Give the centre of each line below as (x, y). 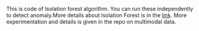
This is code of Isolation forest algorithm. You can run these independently (100, 9)
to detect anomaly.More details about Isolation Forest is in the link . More (97, 15)
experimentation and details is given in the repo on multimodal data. (91, 22)
